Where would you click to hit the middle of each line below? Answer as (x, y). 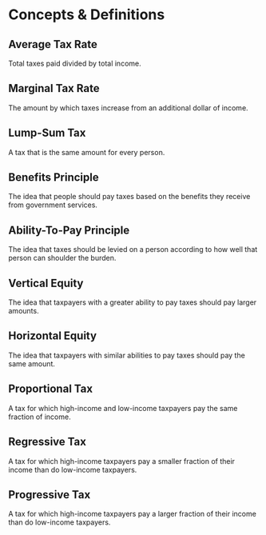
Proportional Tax (51, 389)
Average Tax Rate (53, 44)
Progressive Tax (50, 495)
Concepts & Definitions (87, 15)
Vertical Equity (46, 283)
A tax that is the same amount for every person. (87, 152)
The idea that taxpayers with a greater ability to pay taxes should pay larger (133, 302)
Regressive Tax (47, 442)
